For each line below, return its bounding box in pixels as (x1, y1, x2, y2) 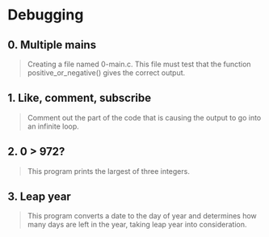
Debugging (7, 6, 84, 24)
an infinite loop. (27, 121, 80, 131)
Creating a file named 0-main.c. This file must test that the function (27, 59, 251, 69)
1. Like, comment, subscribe (7, 91, 151, 105)
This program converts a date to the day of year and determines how (27, 211, 258, 221)
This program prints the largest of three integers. (27, 166, 191, 176)
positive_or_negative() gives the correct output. (27, 68, 186, 78)
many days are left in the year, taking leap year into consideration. (27, 220, 247, 230)
